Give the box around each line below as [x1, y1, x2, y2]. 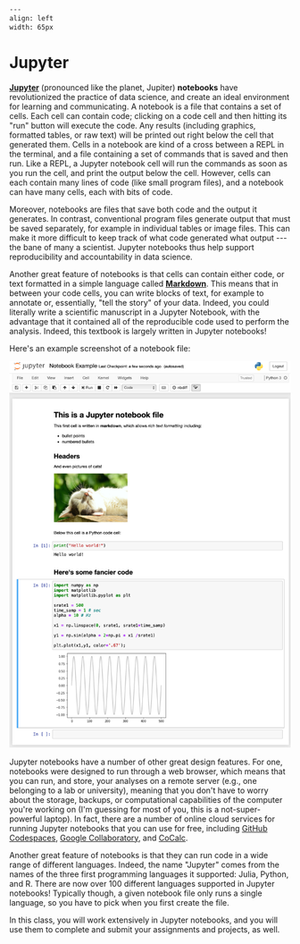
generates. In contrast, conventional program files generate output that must [9, 213, 291, 223]
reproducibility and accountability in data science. [9, 251, 194, 262]
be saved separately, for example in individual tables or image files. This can [9, 223, 290, 233]
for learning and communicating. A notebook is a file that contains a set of [9, 101, 282, 112]
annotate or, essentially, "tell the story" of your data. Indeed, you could [9, 297, 270, 308]
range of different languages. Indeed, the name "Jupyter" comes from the [9, 859, 279, 870]
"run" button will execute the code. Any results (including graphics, [9, 120, 256, 131]
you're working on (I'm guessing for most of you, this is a [9, 804, 220, 814]
